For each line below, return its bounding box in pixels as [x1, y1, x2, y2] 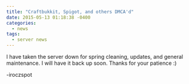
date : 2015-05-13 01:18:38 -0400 [6, 14, 91, 20]
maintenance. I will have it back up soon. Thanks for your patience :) [6, 59, 177, 67]
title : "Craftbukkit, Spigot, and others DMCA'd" [6, 8, 134, 15]
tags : [6, 31, 20, 37]
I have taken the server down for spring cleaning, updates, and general [6, 53, 184, 60]
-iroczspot [6, 71, 32, 78]
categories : [6, 20, 36, 26]
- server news [12, 37, 47, 43]
